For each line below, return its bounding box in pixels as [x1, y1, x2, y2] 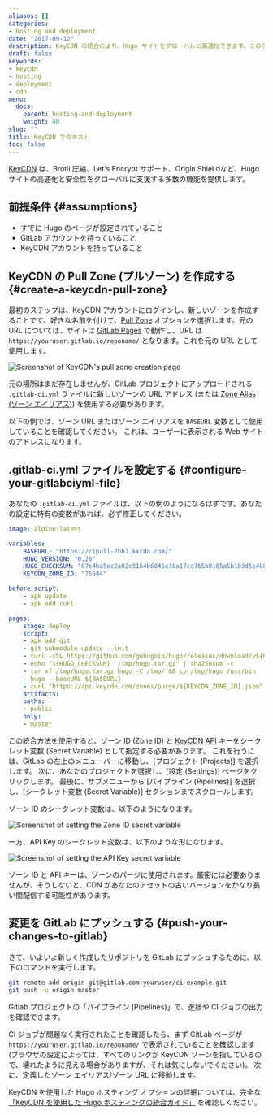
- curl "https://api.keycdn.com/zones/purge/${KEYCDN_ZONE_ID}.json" [23, 682, 264, 691]
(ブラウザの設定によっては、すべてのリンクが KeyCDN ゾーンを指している [8, 1049, 255, 1059]
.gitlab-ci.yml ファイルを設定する [8, 462, 177, 476]
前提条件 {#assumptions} [8, 200, 138, 214]
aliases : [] [8, 11, 49, 20]
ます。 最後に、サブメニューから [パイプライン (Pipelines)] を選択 [36, 776, 256, 786]
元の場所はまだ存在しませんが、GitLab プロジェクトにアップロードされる [8, 379, 253, 388]
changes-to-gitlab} [8, 930, 108, 944]
